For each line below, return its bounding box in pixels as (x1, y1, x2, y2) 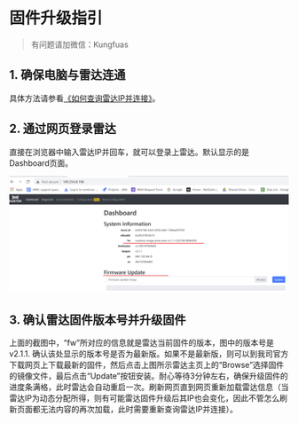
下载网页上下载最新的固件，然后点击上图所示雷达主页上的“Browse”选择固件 (9, 360, 285, 371)
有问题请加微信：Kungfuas (30, 39, 129, 50)
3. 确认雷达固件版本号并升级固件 (9, 312, 186, 327)
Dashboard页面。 (9, 157, 74, 168)
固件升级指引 (9, 8, 104, 28)
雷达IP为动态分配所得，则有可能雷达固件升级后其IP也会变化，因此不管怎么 (9, 393, 280, 403)
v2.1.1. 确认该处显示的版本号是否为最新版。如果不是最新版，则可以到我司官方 (9, 349, 289, 359)
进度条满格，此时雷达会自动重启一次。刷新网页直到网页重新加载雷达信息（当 (9, 382, 289, 393)
